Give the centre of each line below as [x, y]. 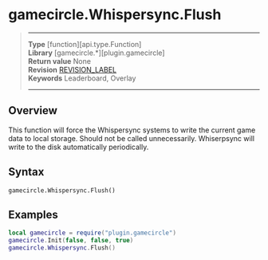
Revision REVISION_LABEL [72, 69]
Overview [33, 110]
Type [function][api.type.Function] [85, 44]
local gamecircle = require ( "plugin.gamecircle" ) [93, 233]
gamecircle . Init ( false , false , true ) [71, 241]
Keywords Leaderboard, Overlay [82, 78]
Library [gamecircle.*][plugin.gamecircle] [96, 53]
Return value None [59, 61]
